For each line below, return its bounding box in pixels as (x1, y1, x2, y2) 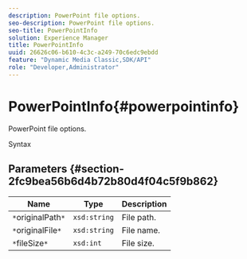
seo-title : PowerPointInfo (8, 26, 98, 34)
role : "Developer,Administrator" (8, 64, 120, 72)
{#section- (69, 162, 125, 176)
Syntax (8, 139, 32, 149)
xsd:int (73, 238, 102, 247)
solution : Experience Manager (8, 33, 109, 42)
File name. (121, 224, 161, 235)
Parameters (8, 162, 68, 176)
